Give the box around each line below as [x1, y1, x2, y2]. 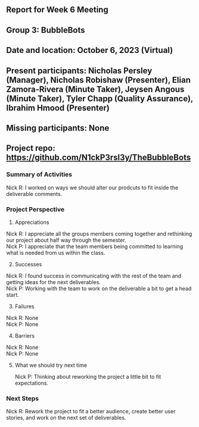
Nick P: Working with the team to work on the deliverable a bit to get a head [6, 285, 192, 292]
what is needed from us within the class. [6, 249, 105, 256]
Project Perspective [6, 205, 64, 213]
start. [6, 291, 20, 298]
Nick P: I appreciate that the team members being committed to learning [6, 242, 184, 250]
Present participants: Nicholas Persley [6, 66, 153, 76]
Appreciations [14, 219, 49, 226]
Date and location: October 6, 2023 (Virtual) [6, 45, 173, 55]
